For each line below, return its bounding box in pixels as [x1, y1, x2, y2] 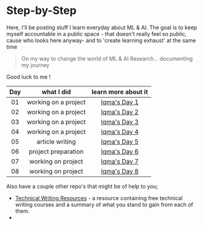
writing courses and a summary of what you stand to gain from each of [15, 201, 193, 208]
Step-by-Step [6, 4, 77, 18]
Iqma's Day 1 [101, 98, 139, 106]
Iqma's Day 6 [101, 147, 139, 156]
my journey [21, 61, 50, 69]
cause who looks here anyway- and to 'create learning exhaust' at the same [6, 36, 196, 44]
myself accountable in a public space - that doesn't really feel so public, [6, 30, 187, 37]
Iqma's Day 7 [101, 157, 139, 165]
